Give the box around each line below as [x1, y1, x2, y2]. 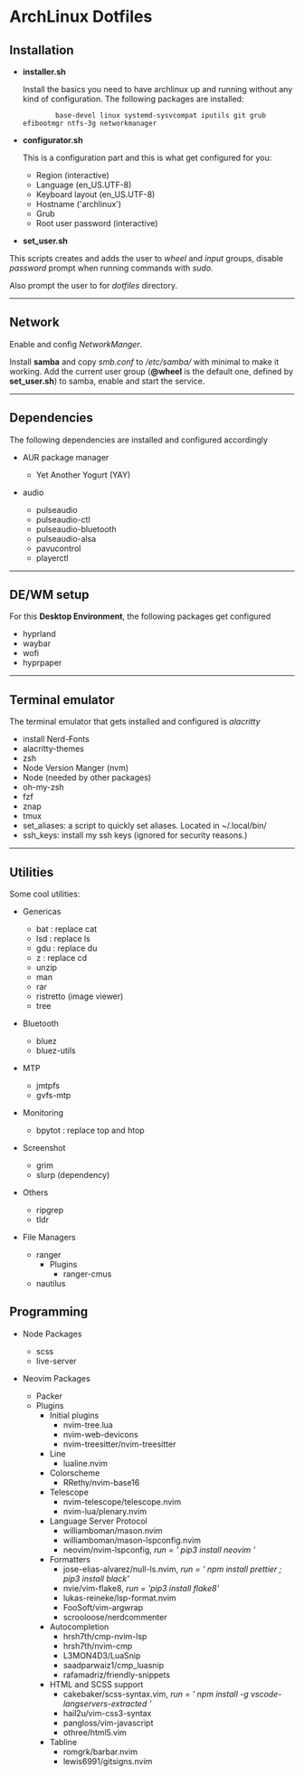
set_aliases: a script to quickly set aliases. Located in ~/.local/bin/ [22, 821, 267, 831]
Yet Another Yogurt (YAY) [35, 469, 131, 480]
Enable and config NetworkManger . [9, 338, 143, 349]
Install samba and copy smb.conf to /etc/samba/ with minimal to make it [9, 356, 280, 367]
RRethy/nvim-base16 [62, 1477, 140, 1487]
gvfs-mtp [35, 1090, 71, 1101]
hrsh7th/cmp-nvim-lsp [62, 1630, 147, 1641]
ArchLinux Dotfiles [9, 6, 153, 27]
